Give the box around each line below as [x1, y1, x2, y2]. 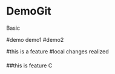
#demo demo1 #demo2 [6, 36, 64, 43]
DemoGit [6, 4, 51, 18]
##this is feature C [6, 62, 53, 69]
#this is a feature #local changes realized [6, 47, 109, 55]
